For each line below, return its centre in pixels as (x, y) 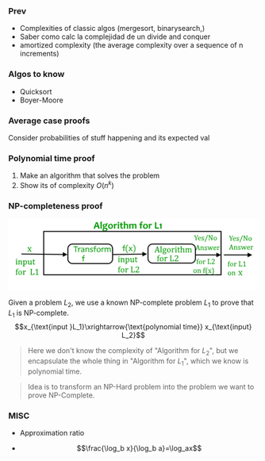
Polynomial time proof (52, 158)
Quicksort (36, 91)
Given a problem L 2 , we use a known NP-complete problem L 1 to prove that (131, 303)
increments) (39, 54)
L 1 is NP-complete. (39, 313)
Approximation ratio (52, 433)
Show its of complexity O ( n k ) (67, 184)
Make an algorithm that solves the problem (90, 175)
